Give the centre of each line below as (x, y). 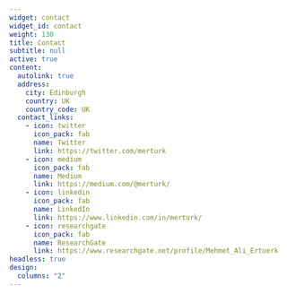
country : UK (48, 101)
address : (34, 84)
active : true (34, 59)
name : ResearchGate (69, 243)
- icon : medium (54, 159)
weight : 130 (31, 34)
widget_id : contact (46, 26)
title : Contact (38, 43)
